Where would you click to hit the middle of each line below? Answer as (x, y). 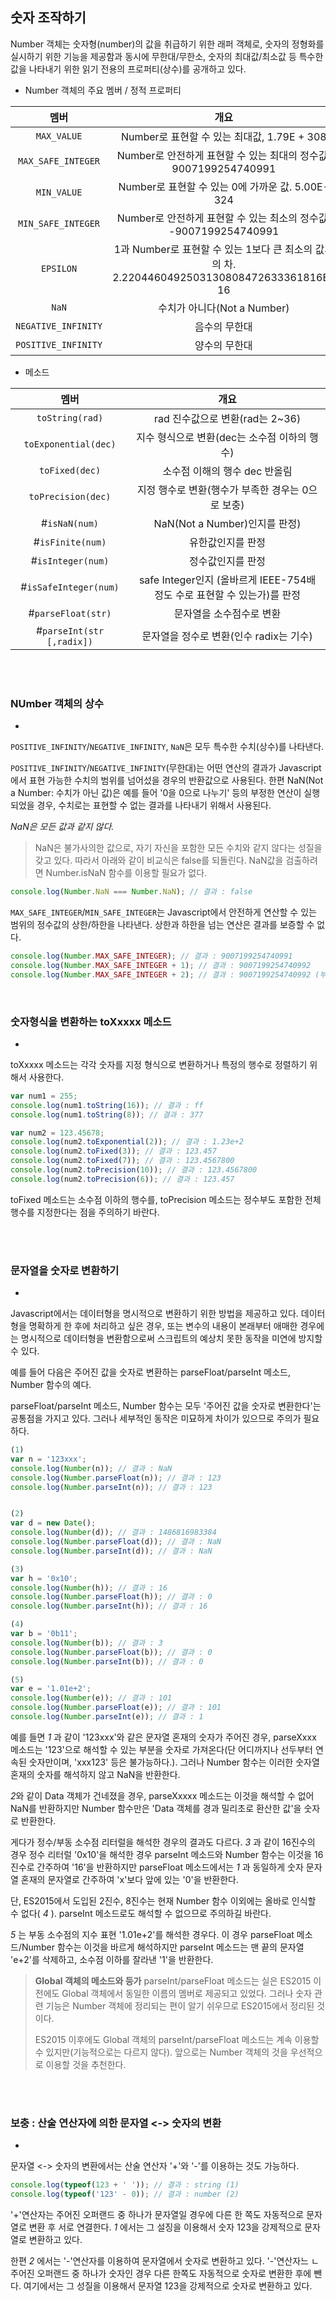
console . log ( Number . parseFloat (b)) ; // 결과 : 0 (111, 1652)
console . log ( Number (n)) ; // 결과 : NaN (91, 1468)
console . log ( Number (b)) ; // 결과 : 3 (86, 1643)
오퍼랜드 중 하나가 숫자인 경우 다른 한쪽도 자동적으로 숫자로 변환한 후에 (174, 2273)
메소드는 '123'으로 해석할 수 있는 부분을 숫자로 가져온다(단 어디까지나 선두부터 (161, 1749)
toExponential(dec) (70, 444)
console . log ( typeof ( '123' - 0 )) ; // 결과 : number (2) (125, 2194)
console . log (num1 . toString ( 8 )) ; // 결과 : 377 (107, 1114)
